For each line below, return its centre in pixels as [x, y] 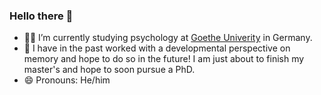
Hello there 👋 [41, 16]
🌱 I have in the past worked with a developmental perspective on [157, 48]
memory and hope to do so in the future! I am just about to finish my [164, 59]
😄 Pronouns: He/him [67, 80]
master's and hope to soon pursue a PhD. [109, 70]
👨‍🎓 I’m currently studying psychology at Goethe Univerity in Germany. [168, 38]
